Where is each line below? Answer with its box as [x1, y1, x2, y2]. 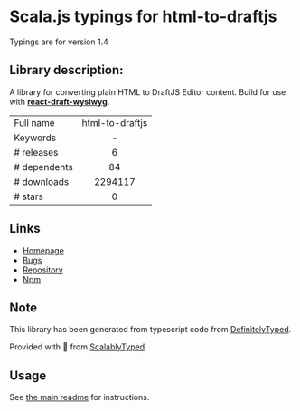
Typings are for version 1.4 [9, 36, 108, 47]
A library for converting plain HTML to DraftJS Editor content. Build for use [9, 86, 286, 97]
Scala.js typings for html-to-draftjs [9, 6, 277, 27]
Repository [22, 264, 63, 275]
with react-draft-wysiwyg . [9, 96, 110, 107]
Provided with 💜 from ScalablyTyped [9, 341, 145, 352]
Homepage [22, 244, 65, 255]
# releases [14, 146, 59, 158]
